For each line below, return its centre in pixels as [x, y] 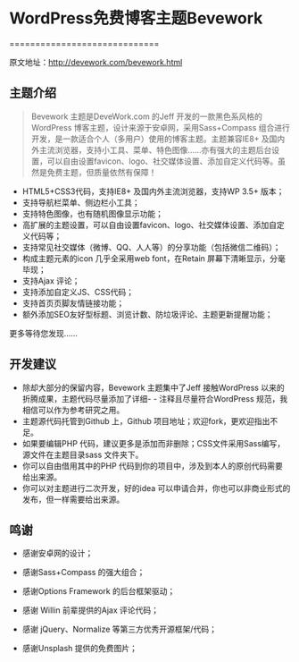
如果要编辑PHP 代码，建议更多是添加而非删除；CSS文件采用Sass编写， [154, 443]
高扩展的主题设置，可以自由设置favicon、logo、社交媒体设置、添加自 [149, 225]
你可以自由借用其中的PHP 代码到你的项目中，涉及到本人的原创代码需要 [153, 465]
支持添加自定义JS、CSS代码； [78, 292]
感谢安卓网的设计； [58, 553]
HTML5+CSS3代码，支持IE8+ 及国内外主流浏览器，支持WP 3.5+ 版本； [153, 191]
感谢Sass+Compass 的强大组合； [83, 573]
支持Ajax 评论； [51, 280]
